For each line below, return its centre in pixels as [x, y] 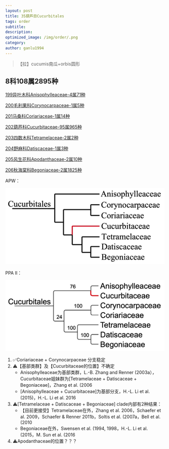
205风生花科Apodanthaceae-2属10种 [44, 159]
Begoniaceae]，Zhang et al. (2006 [56, 385]
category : [16, 43]
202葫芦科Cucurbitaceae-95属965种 [44, 127]
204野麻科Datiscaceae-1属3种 [37, 148]
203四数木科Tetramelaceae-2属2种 [42, 137]
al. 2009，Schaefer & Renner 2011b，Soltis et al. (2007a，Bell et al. [90, 417]
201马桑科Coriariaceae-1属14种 [38, 116]
